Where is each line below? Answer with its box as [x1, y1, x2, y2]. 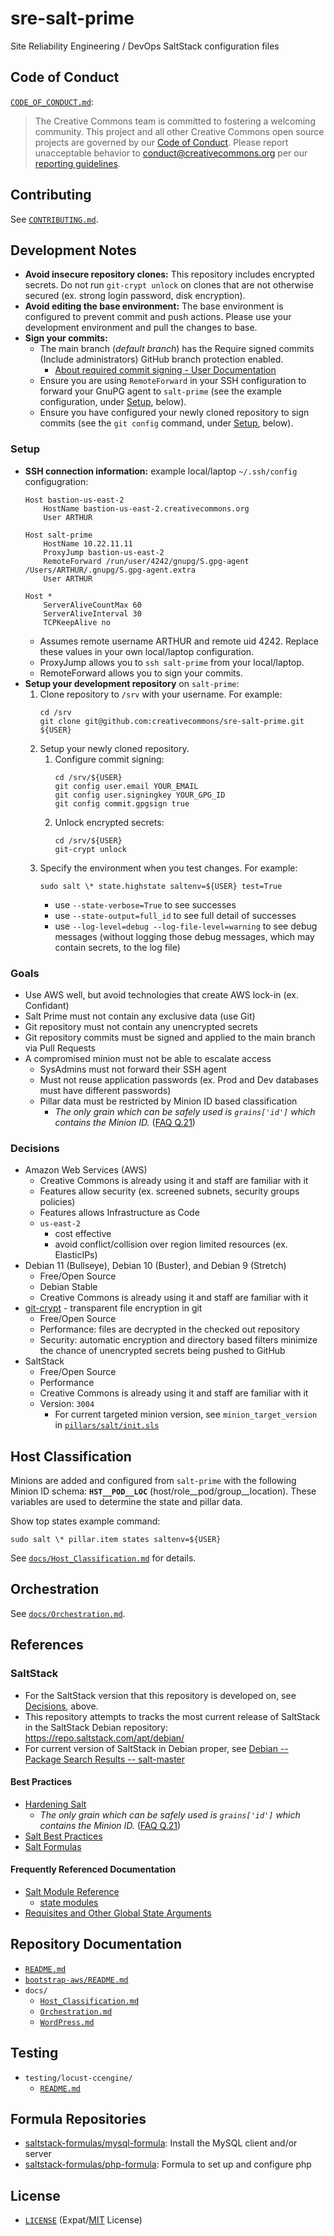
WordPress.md [39, 2017, 95, 2027]
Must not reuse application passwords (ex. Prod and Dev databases [39, 1073, 320, 1086]
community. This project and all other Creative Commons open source [34, 125, 325, 137]
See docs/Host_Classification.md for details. [10, 1552, 197, 1564]
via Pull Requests [24, 1042, 96, 1054]
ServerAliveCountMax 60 [43, 600, 142, 610]
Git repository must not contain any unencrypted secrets [24, 1020, 258, 1032]
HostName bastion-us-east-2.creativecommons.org [43, 503, 250, 514]
